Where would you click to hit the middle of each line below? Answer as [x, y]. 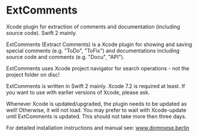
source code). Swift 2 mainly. [42, 32]
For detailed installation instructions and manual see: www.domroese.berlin [98, 128]
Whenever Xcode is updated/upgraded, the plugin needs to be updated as [97, 103]
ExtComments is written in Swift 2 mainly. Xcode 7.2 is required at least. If [95, 86]
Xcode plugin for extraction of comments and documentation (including [93, 27]
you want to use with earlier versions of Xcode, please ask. [78, 92]
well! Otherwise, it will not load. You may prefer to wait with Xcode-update [96, 110]
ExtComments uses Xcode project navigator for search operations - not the [98, 68]
